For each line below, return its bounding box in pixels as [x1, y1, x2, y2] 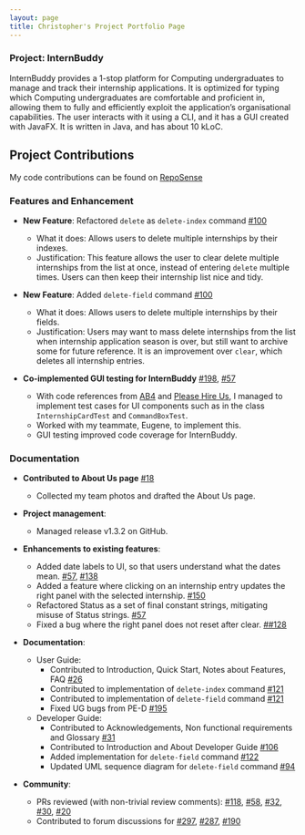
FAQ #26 [49, 674, 84, 685]
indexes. [36, 242, 68, 253]
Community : [22, 778, 71, 789]
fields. [36, 316, 60, 327]
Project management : [22, 508, 107, 520]
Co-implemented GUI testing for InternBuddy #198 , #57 [22, 373, 237, 384]
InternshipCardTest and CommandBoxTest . [36, 409, 188, 420]
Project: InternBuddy [9, 52, 104, 65]
